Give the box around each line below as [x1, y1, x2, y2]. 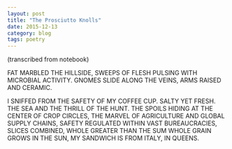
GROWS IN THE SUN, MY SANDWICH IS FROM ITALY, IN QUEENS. [7, 134, 200, 143]
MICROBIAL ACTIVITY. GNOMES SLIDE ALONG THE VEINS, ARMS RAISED [7, 76, 222, 84]
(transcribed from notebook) [7, 55, 89, 63]
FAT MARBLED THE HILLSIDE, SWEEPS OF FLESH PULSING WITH [7, 69, 198, 77]
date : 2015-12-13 [7, 23, 58, 30]
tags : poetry [7, 36, 45, 43]
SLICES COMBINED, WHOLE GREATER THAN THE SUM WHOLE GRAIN [7, 127, 212, 135]
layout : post [7, 10, 45, 17]
